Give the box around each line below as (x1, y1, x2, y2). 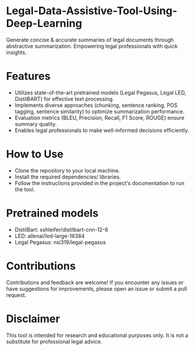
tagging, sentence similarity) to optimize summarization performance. (14, 108, 185, 115)
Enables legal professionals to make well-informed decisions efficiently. (14, 126, 190, 134)
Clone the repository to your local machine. (14, 167, 120, 174)
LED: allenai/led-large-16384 (14, 232, 85, 239)
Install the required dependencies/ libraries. (14, 173, 121, 180)
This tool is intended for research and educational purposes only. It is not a (6, 331, 188, 339)
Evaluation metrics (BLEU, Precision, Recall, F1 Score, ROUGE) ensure (14, 114, 185, 121)
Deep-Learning (6, 17, 83, 30)
